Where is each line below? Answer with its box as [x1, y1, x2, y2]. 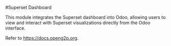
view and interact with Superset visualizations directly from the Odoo [5, 20, 151, 26]
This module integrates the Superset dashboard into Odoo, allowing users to [5, 14, 166, 20]
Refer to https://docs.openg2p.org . [5, 35, 79, 41]
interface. [5, 25, 26, 31]
